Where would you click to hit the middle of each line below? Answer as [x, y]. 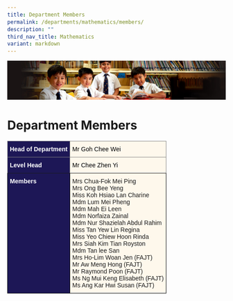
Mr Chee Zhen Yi [95, 165]
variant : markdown [34, 44]
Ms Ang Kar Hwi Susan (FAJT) [113, 285]
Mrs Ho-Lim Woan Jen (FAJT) [112, 257]
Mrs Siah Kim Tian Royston [109, 243]
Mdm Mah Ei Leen [97, 209]
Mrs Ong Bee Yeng [98, 188]
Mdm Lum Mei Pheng [101, 202]
